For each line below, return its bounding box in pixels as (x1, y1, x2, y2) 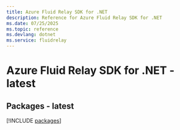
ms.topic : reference (6, 26, 59, 32)
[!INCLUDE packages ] (6, 117, 62, 124)
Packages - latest (6, 101, 74, 111)
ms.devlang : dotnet (6, 32, 56, 38)
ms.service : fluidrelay (6, 37, 67, 43)
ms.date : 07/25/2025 (6, 20, 59, 26)
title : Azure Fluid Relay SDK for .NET (6, 9, 108, 15)
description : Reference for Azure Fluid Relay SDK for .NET (6, 15, 163, 21)
